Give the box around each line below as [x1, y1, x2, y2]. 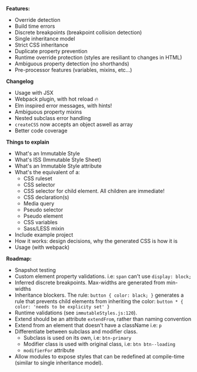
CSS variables [23, 219, 58, 225]
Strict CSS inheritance [14, 41, 69, 48]
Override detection [14, 16, 61, 23]
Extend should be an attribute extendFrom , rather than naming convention [14, 315, 192, 323]
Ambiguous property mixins [14, 108, 82, 115]
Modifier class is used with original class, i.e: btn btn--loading [23, 341, 175, 347]
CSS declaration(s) [23, 194, 69, 201]
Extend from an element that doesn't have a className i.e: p [14, 322, 162, 328]
